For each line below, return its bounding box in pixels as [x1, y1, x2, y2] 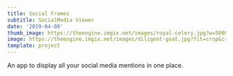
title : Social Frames [7, 10, 70, 17]
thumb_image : [7, 29, 45, 37]
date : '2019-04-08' [7, 23, 64, 30]
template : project [7, 42, 60, 49]
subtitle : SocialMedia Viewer [7, 17, 95, 23]
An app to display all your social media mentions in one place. [7, 61, 184, 69]
